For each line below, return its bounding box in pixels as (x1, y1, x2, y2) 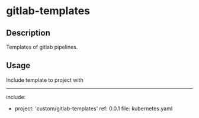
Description (6, 28, 50, 38)
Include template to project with (6, 76, 84, 84)
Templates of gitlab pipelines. (6, 43, 78, 50)
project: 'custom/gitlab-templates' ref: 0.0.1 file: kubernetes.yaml (14, 105, 173, 112)
